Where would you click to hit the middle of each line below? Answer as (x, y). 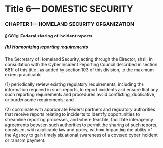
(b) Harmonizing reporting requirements (47, 47)
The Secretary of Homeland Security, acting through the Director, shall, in (79, 59)
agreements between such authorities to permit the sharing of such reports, (81, 125)
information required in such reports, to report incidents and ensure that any (81, 89)
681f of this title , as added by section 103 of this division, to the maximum (79, 70)
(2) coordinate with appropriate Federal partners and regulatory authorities (80, 109)
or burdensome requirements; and (40, 100)
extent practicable (23, 74)
